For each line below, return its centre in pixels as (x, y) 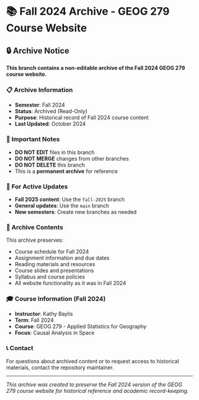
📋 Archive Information (39, 89)
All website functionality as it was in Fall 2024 (70, 283)
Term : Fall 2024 (34, 320)
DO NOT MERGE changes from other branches (72, 158)
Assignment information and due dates (62, 258)
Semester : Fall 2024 (40, 105)
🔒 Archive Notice (38, 51)
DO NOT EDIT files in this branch (54, 152)
